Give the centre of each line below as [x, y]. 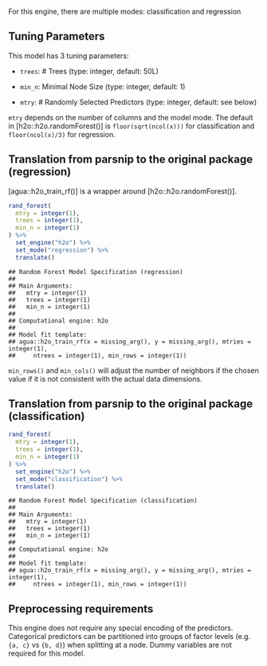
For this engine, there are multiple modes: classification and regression [125, 12]
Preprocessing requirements [81, 609]
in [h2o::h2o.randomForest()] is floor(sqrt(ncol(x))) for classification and [132, 126]
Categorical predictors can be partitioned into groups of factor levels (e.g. [130, 637]
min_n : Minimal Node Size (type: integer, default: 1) [102, 86]
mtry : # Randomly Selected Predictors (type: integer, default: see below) [138, 102]
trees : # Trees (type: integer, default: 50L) [89, 71]
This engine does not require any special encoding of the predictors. [121, 628]
